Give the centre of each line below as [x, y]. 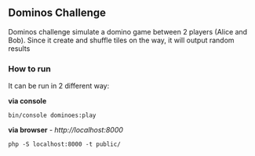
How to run [29, 68]
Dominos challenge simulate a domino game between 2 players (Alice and [128, 31]
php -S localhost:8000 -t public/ [65, 144]
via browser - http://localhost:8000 [66, 130]
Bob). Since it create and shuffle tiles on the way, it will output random [121, 40]
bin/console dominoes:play [52, 116]
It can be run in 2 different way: [59, 86]
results [19, 48]
